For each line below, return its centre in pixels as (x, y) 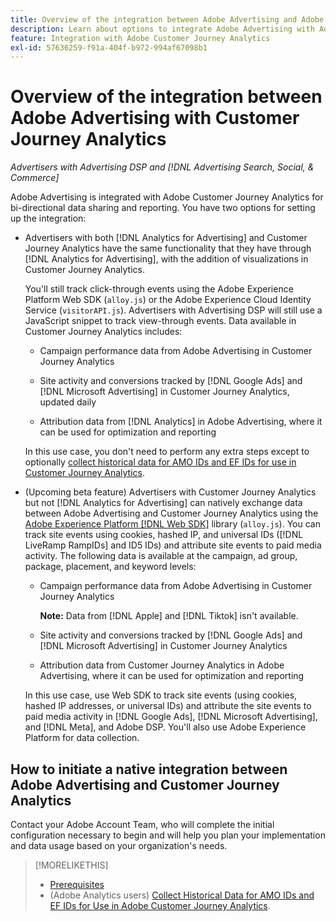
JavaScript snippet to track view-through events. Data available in (160, 321)
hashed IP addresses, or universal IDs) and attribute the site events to (168, 706)
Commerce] (35, 178)
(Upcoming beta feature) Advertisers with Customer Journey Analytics (170, 492)
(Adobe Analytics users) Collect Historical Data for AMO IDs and (182, 895)
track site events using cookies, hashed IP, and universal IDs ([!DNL (164, 535)
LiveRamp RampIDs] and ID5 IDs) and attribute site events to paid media (173, 545)
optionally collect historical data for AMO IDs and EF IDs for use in (160, 462)
